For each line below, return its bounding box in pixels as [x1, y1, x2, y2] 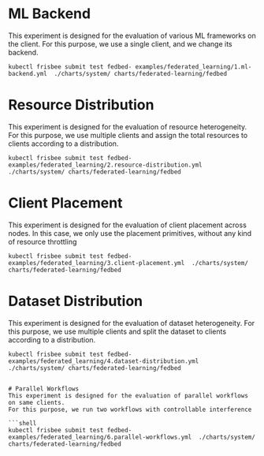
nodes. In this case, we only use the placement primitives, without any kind [8, 228, 252, 237]
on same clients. [8, 398, 65, 406]
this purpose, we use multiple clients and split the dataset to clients [8, 327, 227, 336]
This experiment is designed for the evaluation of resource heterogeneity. [8, 121, 247, 131]
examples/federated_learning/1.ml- [135, 62, 252, 71]
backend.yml [8, 69, 47, 77]
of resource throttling [8, 237, 77, 246]
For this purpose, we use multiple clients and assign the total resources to [8, 130, 248, 140]
